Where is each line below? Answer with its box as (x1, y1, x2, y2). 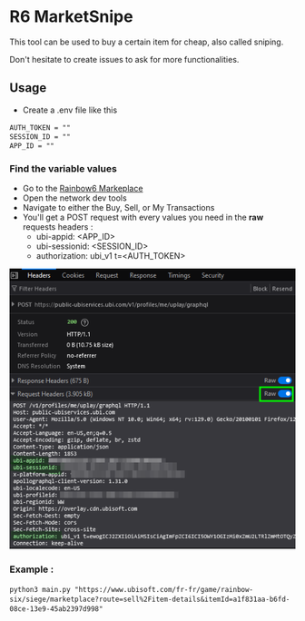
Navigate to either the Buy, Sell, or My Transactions (22, 202, 215, 213)
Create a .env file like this (22, 104, 118, 115)
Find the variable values (9, 162, 118, 174)
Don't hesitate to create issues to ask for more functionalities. (9, 54, 240, 64)
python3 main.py (9, 586, 71, 595)
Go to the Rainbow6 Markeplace (22, 183, 143, 194)
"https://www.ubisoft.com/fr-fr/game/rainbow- (74, 586, 254, 595)
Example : (9, 563, 54, 576)
